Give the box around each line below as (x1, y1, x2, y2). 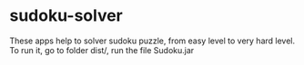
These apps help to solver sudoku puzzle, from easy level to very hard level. (9, 35, 296, 46)
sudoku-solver (9, 5, 123, 26)
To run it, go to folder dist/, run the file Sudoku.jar (9, 44, 195, 55)
